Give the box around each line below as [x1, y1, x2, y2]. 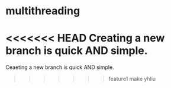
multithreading [5, 4, 80, 18]
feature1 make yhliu [108, 76, 156, 83]
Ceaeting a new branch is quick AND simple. [5, 64, 114, 71]
